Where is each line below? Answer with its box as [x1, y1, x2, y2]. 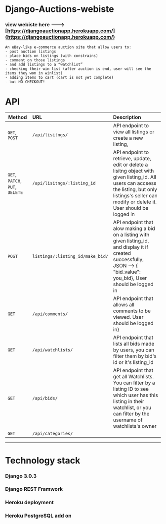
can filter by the [113, 410, 150, 417]
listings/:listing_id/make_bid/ [32, 254, 109, 259]
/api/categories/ [32, 431, 73, 437]
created [113, 250, 131, 257]
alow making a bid [113, 225, 156, 232]
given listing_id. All [113, 174, 157, 180]
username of [113, 416, 143, 423]
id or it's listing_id [113, 359, 154, 366]
